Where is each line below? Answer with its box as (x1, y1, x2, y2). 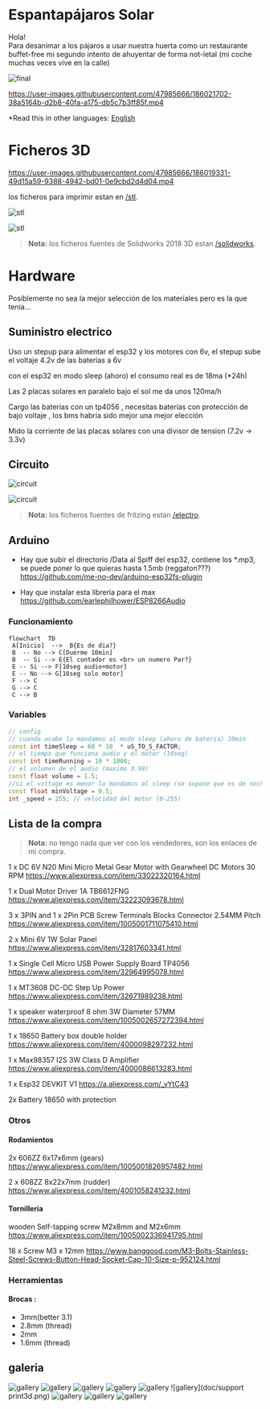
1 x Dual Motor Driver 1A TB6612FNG (8, 887, 130, 896)
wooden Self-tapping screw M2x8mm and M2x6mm (8, 1222, 181, 1231)
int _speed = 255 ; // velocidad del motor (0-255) (8, 794, 182, 803)
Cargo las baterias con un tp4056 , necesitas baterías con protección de (8, 402, 249, 412)
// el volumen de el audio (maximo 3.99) (8, 765, 149, 773)
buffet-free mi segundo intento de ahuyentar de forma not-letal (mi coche (8, 49, 252, 59)
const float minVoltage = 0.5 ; (8, 787, 113, 795)
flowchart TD (8, 634, 56, 642)
